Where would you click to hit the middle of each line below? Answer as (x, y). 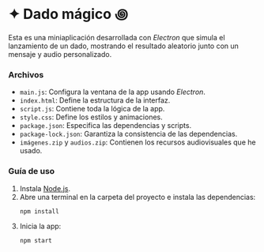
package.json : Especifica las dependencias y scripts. (106, 126)
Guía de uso (32, 171)
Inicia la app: (40, 226)
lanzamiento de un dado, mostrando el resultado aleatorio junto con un (124, 46)
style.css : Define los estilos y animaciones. (91, 117)
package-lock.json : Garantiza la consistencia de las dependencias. (128, 134)
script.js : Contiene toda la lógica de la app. (92, 109)
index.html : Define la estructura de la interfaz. (95, 100)
